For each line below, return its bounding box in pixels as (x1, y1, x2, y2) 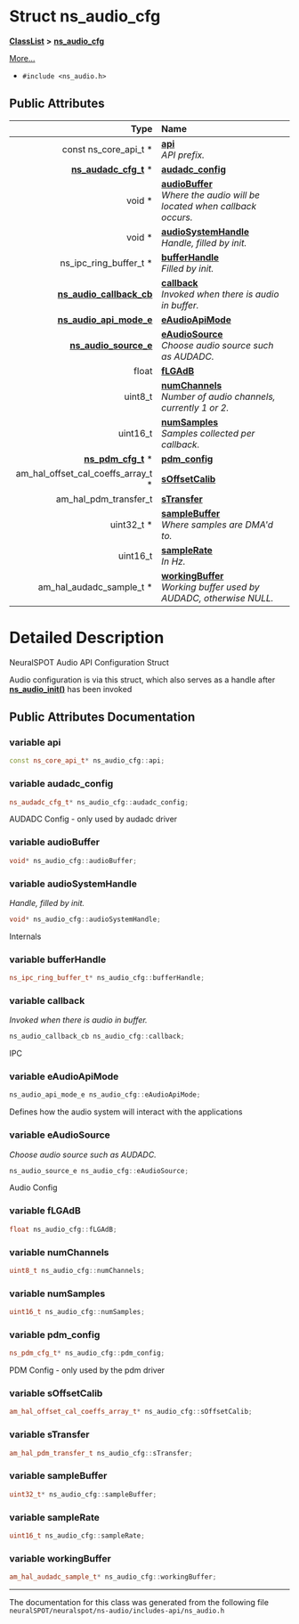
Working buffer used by (161, 581, 260, 593)
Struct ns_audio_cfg (9, 6, 161, 27)
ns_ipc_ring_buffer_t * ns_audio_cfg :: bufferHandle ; (9, 974, 205, 983)
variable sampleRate (9, 1511, 100, 1523)
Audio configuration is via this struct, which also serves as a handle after (9, 674, 276, 685)
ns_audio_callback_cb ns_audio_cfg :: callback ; (9, 1032, 185, 1041)
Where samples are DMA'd (161, 518, 274, 531)
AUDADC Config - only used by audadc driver (9, 813, 178, 825)
